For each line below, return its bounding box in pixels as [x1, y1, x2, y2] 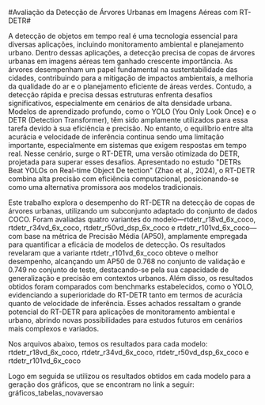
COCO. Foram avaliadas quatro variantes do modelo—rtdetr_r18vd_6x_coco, [8, 214, 256, 224]
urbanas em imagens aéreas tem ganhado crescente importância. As [8, 56, 233, 66]
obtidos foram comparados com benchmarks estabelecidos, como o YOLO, [8, 282, 254, 291]
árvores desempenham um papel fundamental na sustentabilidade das [8, 65, 238, 74]
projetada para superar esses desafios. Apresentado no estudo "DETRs [8, 157, 241, 166]
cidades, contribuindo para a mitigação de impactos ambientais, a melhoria [8, 74, 254, 82]
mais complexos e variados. [8, 324, 100, 333]
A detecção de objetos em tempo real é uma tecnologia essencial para [8, 32, 239, 40]
